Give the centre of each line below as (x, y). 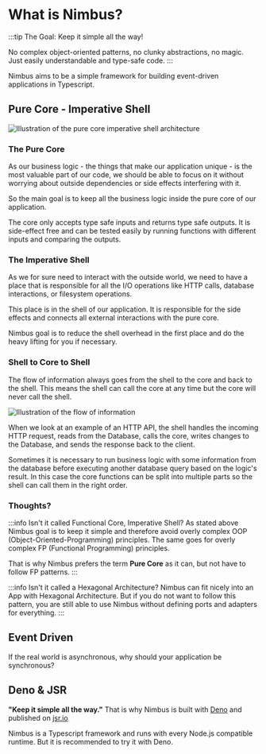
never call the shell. (40, 396)
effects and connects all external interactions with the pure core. (114, 318)
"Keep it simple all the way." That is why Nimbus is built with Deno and (125, 710)
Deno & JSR (38, 690)
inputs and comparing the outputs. (65, 239)
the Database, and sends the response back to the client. (102, 444)
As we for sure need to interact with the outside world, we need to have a (128, 277)
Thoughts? (30, 505)
